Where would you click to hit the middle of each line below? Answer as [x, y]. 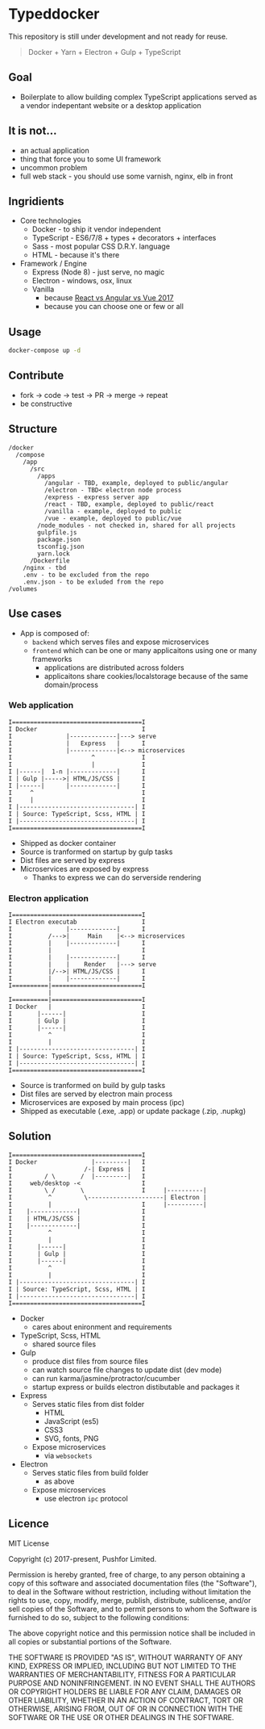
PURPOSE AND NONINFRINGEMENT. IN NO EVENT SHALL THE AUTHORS [132, 1683]
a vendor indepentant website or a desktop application [110, 105]
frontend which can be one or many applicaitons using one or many [145, 650]
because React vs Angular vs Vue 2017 [109, 298]
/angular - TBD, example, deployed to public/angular [136, 483]
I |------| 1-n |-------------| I [77, 772]
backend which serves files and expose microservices [120, 642]
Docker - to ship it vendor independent [96, 229]
